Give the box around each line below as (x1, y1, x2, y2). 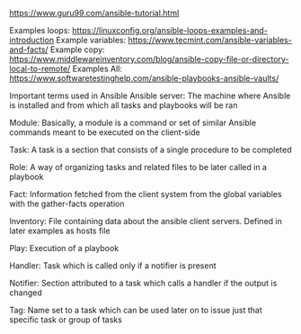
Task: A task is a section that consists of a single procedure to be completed (9, 144, 292, 155)
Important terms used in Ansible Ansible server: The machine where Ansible (9, 90, 291, 101)
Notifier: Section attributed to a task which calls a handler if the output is (9, 278, 278, 288)
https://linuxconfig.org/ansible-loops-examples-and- (71, 25, 268, 35)
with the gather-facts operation (9, 198, 125, 209)
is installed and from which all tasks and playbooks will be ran (9, 100, 238, 111)
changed (9, 287, 42, 298)
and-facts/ (9, 44, 49, 55)
